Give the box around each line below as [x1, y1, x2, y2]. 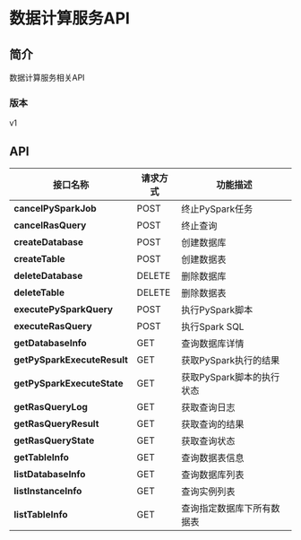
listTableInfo [13, 509, 68, 521]
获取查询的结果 [181, 418, 245, 431]
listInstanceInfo [13, 485, 82, 498]
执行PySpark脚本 [181, 304, 254, 317]
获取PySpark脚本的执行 [181, 371, 280, 384]
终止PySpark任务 [181, 203, 254, 215]
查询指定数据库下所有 [181, 502, 271, 515]
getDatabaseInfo [13, 337, 87, 350]
